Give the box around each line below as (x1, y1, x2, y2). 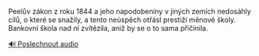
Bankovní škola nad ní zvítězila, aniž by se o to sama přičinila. (8, 24, 208, 32)
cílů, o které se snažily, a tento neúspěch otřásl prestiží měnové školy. (8, 15, 236, 24)
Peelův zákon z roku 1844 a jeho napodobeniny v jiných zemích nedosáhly (8, 7, 252, 16)
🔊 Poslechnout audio (8, 39, 79, 48)
